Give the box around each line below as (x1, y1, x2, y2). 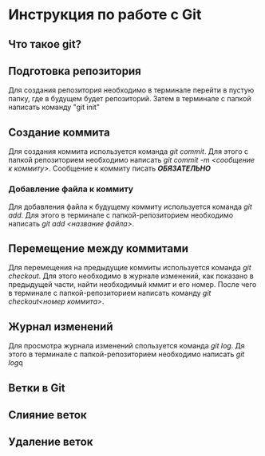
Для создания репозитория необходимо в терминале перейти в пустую (8, 85, 255, 95)
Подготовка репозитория (8, 64, 141, 77)
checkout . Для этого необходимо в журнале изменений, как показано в (8, 271, 254, 281)
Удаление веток (8, 435, 93, 449)
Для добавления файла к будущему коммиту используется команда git (8, 202, 253, 211)
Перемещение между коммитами (8, 242, 189, 255)
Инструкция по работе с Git (8, 6, 202, 24)
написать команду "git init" (8, 102, 100, 112)
